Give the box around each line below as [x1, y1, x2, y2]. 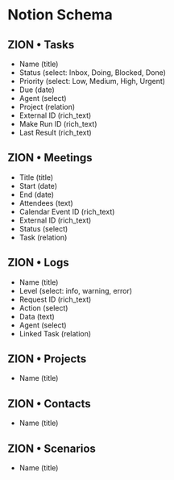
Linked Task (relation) [19, 328, 92, 338]
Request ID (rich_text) [19, 294, 92, 304]
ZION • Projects [7, 353, 87, 366]
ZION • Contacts [7, 397, 92, 411]
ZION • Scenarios [7, 441, 96, 455]
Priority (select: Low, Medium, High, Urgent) [19, 77, 166, 86]
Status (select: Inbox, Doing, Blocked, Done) [19, 68, 167, 77]
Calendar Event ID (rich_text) [19, 207, 115, 216]
